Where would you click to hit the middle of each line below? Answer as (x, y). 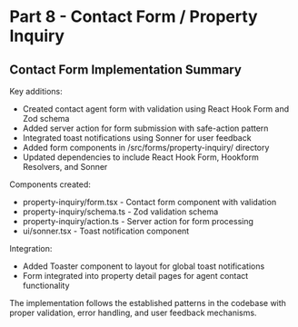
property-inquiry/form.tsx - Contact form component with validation (149, 202)
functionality (46, 285)
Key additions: (36, 91)
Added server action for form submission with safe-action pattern (145, 128)
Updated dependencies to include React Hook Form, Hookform (140, 157)
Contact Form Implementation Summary (126, 69)
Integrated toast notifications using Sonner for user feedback (137, 138)
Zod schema (46, 119)
